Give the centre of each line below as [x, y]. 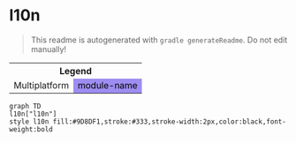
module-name [108, 85]
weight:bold [31, 129]
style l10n [29, 121]
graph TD [25, 106]
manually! [49, 49]
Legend [76, 71]
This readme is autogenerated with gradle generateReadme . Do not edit [159, 40]
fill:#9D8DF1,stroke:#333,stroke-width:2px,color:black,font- [170, 121]
